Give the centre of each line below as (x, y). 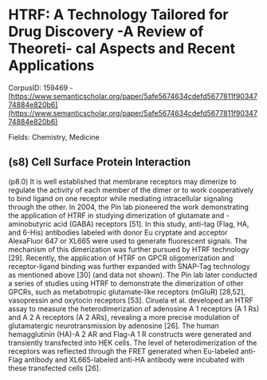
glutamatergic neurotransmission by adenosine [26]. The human (114, 326)
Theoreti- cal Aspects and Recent (122, 49)
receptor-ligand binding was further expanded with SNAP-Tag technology (130, 266)
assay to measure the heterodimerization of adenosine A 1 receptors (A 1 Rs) (134, 308)
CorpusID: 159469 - (41, 87)
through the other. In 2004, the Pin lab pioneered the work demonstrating (129, 207)
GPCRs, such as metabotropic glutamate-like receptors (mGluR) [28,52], (127, 291)
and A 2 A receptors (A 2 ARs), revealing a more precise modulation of (124, 317)
